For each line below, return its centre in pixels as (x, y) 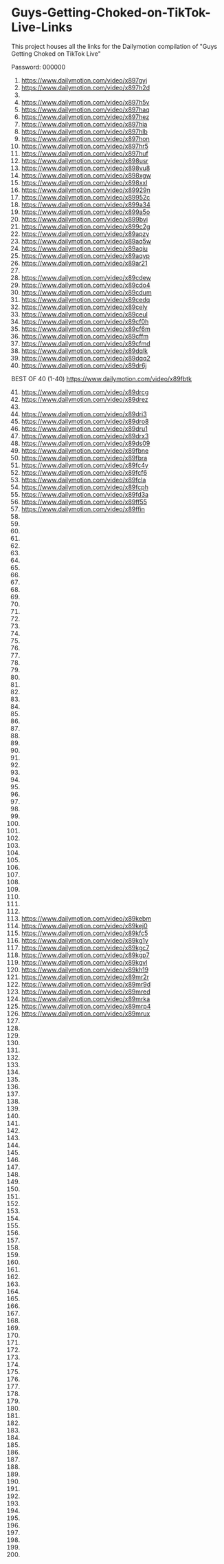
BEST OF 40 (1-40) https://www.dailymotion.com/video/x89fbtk (101, 378)
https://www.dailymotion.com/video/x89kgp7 (85, 955)
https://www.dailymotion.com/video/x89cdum (86, 292)
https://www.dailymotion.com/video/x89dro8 (85, 421)
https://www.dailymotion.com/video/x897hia (84, 124)
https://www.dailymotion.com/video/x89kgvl (84, 962)
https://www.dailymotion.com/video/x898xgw (86, 175)
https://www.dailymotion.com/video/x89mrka (86, 998)
